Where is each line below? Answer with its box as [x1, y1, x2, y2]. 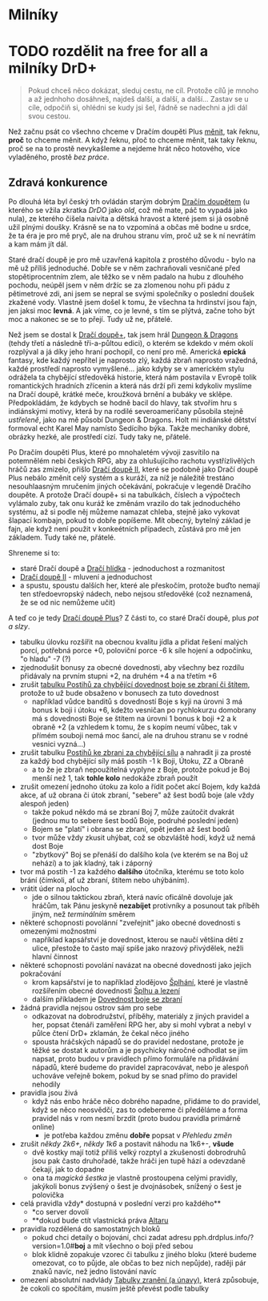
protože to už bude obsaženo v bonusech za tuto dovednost [19, 688, 219, 697]
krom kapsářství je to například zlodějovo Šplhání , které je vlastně [31, 977, 249, 986]
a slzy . [8, 621, 30, 631]
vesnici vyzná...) [31, 739, 86, 749]
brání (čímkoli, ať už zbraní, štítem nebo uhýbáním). [19, 875, 190, 885]
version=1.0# [31, 1241, 75, 1251]
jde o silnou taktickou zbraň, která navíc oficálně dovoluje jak [31, 892, 234, 901]
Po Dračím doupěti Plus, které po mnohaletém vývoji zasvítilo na [8, 447, 220, 457]
